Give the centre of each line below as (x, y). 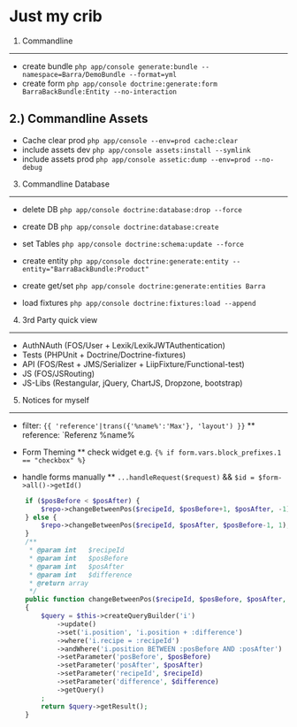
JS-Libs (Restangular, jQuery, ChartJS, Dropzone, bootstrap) (132, 383)
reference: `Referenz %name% (78, 434)
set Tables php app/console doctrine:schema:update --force (133, 243)
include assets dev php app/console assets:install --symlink (136, 149)
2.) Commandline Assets (79, 119)
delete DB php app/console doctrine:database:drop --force (132, 209)
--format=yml (153, 74)
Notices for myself (56, 400)
